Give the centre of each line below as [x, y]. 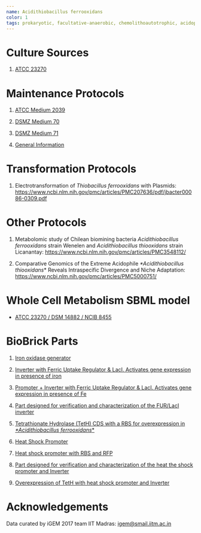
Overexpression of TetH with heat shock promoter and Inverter [92, 483]
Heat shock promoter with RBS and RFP [64, 453]
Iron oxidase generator [43, 358]
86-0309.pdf [31, 198]
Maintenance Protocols [65, 93]
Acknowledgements [57, 507]
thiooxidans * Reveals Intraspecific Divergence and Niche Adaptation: [100, 270]
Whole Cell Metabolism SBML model [98, 301]
